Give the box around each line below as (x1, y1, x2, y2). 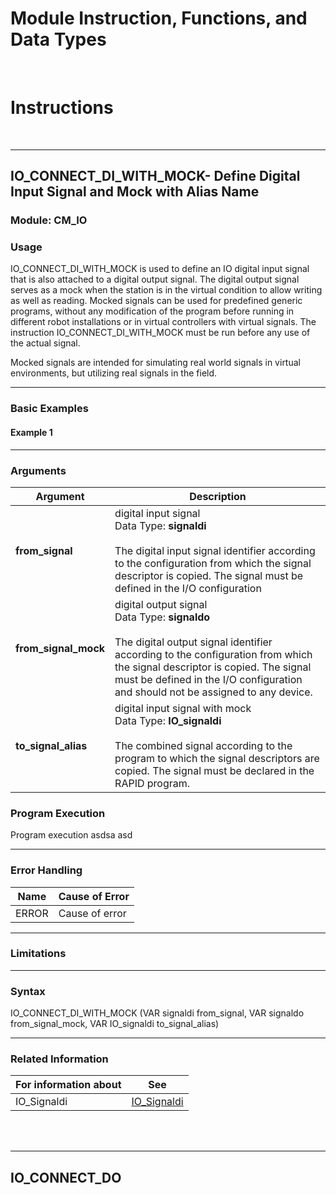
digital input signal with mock (114, 701, 252, 715)
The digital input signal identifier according (114, 543, 316, 557)
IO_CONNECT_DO (10, 1169, 122, 1186)
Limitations (10, 947, 67, 961)
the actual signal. (10, 337, 81, 349)
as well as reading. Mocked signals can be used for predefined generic (10, 295, 303, 307)
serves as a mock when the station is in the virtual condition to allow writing (10, 284, 323, 296)
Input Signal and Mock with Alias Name (10, 183, 260, 201)
